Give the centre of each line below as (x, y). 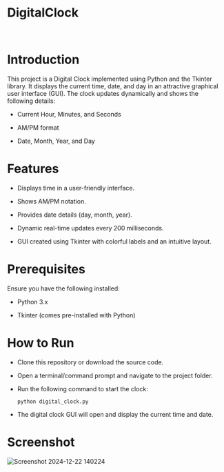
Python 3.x (32, 302)
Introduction (43, 60)
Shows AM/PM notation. (51, 201)
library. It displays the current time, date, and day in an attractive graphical (113, 86)
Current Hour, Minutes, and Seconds (69, 114)
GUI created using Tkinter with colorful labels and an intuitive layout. (114, 241)
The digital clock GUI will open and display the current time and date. (115, 414)
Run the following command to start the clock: (82, 389)
